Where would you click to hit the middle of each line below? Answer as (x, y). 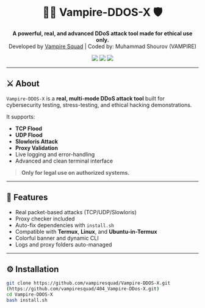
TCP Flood (29, 128)
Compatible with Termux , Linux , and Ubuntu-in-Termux (86, 231)
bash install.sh (27, 300)
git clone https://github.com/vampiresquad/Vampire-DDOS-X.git (88, 283)
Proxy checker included (45, 219)
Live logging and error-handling (55, 154)
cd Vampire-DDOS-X (30, 295)
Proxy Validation (36, 148)
